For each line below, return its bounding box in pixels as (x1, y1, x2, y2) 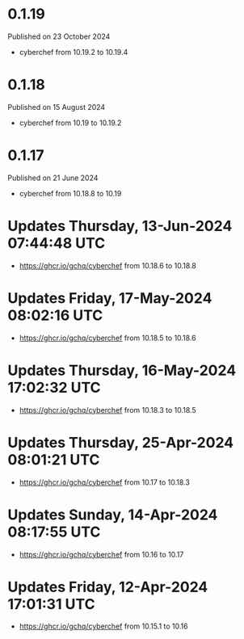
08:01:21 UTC (7, 450, 100, 469)
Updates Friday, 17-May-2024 (7, 288, 212, 307)
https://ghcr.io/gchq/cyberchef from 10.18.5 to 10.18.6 (19, 333, 197, 343)
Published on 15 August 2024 (7, 102, 106, 111)
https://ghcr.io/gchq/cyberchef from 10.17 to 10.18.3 (19, 477, 191, 487)
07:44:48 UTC (7, 234, 106, 252)
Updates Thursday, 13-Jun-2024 (7, 217, 233, 235)
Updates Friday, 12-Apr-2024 (7, 578, 208, 596)
